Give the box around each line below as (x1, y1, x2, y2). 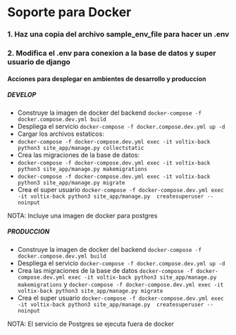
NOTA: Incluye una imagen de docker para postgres (7, 211, 158, 220)
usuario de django (7, 57, 70, 67)
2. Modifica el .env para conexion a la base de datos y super (7, 49, 216, 58)
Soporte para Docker (7, 4, 132, 20)
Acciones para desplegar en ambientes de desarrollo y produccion (7, 75, 206, 83)
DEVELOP (7, 91, 37, 99)
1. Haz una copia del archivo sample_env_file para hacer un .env (7, 30, 230, 39)
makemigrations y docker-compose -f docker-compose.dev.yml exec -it (17, 279, 224, 289)
